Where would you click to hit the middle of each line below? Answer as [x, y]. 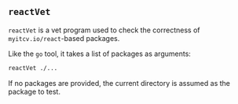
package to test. [35, 91]
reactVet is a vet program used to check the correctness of [104, 30]
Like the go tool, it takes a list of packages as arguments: [99, 54]
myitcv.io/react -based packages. [64, 38]
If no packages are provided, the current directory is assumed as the [119, 83]
